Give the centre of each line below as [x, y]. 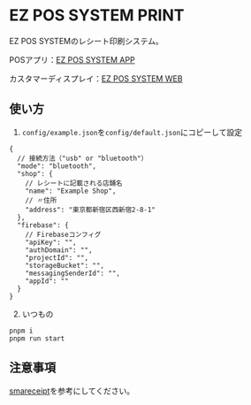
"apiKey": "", [51, 242]
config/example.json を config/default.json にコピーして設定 [132, 132]
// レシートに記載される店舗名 [74, 183]
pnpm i [21, 331]
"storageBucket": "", [65, 265]
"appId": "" [47, 281]
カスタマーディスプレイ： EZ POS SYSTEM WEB [96, 78]
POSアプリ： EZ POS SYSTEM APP [72, 59]
